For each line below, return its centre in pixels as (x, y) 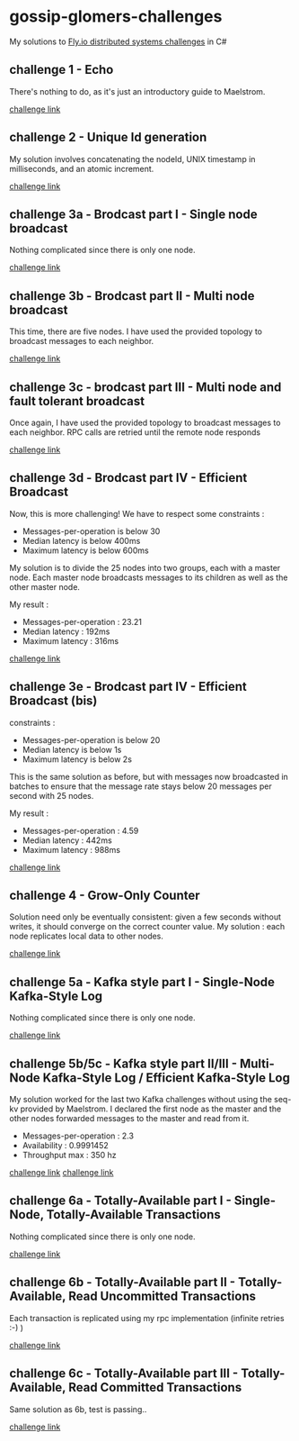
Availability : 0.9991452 (66, 1146)
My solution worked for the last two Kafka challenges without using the (141, 1100)
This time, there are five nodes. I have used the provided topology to (136, 331)
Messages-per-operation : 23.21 (82, 621)
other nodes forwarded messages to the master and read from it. (129, 1119)
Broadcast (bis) (53, 701)
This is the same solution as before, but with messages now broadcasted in (149, 776)
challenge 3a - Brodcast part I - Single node (133, 214)
